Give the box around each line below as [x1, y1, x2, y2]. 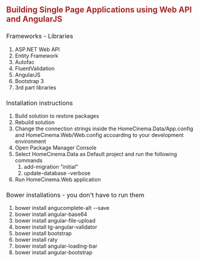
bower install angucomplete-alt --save [14, 205, 109, 212]
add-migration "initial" [23, 163, 79, 170]
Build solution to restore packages [14, 112, 100, 119]
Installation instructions [6, 99, 74, 107]
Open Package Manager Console [14, 144, 97, 151]
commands [14, 157, 43, 164]
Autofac [14, 58, 35, 65]
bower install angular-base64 [14, 211, 88, 218]
